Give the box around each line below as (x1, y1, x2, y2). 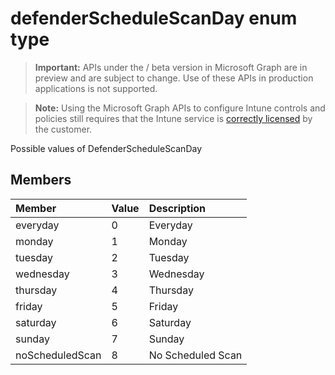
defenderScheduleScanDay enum (10, 7, 298, 30)
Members (10, 172, 72, 189)
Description (148, 201, 207, 215)
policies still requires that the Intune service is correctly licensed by (34, 112, 313, 124)
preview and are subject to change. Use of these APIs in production (34, 72, 314, 84)
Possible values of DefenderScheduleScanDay (10, 142, 203, 154)
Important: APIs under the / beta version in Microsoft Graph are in (34, 61, 308, 73)
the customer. (34, 123, 93, 135)
